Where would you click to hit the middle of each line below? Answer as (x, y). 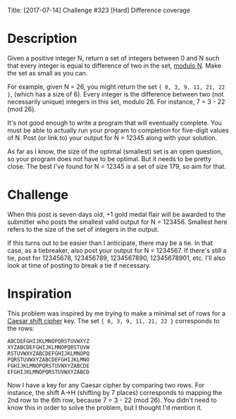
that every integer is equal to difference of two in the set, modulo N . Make (114, 65)
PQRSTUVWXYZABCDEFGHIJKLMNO (49, 359)
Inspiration (39, 294)
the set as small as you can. (48, 73)
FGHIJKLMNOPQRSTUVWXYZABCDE (49, 365)
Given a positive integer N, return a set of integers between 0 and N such (113, 58)
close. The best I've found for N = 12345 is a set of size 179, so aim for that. (117, 166)
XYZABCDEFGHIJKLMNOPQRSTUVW (49, 347)
